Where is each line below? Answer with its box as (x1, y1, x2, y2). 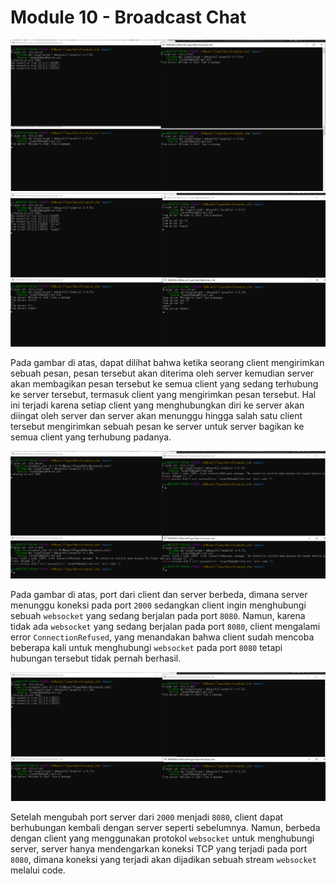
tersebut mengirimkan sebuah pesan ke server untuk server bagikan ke (10, 420, 305, 432)
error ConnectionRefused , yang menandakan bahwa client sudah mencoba (10, 631, 315, 643)
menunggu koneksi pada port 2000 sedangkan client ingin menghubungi (10, 599, 307, 611)
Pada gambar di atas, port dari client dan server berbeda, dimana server (10, 589, 308, 601)
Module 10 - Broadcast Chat (10, 6, 247, 29)
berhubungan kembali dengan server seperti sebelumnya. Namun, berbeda (10, 821, 321, 833)
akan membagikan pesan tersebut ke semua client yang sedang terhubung (10, 377, 319, 390)
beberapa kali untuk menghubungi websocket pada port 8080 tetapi (10, 642, 283, 654)
